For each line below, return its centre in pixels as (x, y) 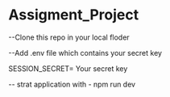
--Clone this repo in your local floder (69, 37)
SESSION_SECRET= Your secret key (68, 68)
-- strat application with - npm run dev (72, 84)
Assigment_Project (74, 15)
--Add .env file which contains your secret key (85, 53)
